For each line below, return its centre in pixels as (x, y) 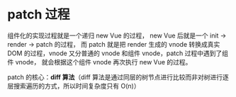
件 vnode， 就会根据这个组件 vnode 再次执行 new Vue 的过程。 (100, 62)
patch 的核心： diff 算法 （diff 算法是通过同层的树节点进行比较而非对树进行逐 (118, 77)
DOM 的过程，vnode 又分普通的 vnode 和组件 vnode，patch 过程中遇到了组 (118, 53)
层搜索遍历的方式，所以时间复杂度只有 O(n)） (74, 86)
